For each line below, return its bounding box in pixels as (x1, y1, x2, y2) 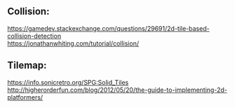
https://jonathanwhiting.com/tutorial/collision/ (7, 39, 139, 48)
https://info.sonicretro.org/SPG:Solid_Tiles (7, 78, 129, 86)
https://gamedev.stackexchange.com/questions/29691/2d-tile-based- (7, 24, 210, 32)
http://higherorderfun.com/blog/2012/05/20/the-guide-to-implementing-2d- (7, 86, 228, 94)
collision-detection (7, 32, 62, 40)
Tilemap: (7, 60, 47, 72)
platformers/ (7, 93, 43, 101)
